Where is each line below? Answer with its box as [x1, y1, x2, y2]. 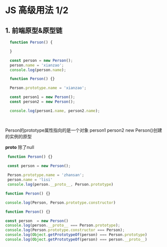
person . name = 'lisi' [7, 177, 53, 183]
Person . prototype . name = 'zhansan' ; [7, 173, 85, 178]
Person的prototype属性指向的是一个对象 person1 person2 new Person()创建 [5, 127, 162, 133]
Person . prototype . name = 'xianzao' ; [10, 86, 87, 91]
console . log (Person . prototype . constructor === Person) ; [5, 227, 125, 233]
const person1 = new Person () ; [10, 95, 75, 100]
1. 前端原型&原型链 [5, 26, 63, 35]
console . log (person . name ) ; [10, 67, 66, 72]
